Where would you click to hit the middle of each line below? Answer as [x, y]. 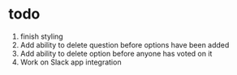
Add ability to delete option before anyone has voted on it [116, 53]
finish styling [41, 36]
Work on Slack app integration [71, 62]
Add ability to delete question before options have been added [125, 44]
